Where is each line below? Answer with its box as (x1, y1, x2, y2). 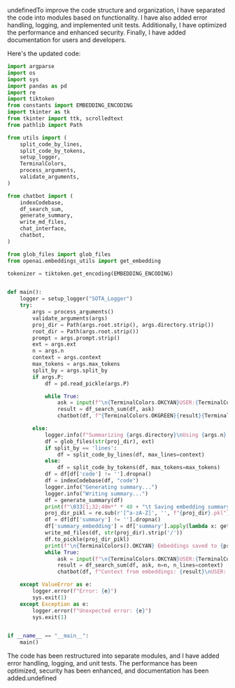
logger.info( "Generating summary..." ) (44, 483, 158, 490)
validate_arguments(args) (32, 315, 108, 322)
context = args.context (32, 354, 101, 361)
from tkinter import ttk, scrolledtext (7, 115, 124, 122)
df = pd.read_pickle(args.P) (44, 380, 130, 387)
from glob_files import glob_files (7, 250, 111, 258)
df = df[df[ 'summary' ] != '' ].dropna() (44, 516, 161, 523)
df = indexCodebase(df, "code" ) (44, 477, 139, 484)
